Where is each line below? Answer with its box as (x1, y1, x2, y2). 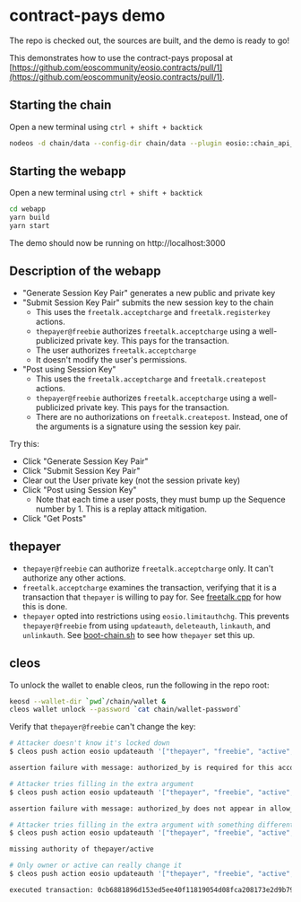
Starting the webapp (9, 163, 126, 180)
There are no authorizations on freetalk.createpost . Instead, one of (35, 411, 288, 422)
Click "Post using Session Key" (21, 484, 137, 495)
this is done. (21, 600, 68, 611)
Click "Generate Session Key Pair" (21, 455, 150, 467)
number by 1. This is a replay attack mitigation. (35, 504, 208, 514)
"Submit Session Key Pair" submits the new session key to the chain (21, 297, 274, 308)
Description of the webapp (9, 264, 161, 279)
